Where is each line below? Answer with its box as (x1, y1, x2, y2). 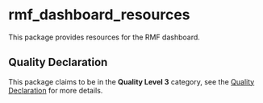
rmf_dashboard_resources (8, 6, 190, 24)
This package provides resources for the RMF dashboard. (8, 32, 200, 42)
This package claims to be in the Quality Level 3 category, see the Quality (8, 76, 255, 86)
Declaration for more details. (8, 85, 103, 95)
